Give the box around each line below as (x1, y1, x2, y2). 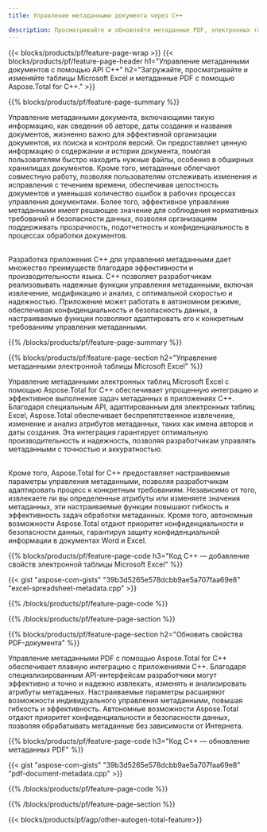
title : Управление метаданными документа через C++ (8, 11, 183, 20)
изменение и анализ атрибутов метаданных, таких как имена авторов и (8, 419, 253, 428)
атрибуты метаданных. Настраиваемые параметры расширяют (8, 687, 226, 696)
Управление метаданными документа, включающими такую (8, 112, 215, 122)
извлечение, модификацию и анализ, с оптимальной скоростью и (8, 288, 233, 298)
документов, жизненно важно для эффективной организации (8, 129, 217, 139)
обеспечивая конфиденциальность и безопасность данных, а (8, 305, 218, 315)
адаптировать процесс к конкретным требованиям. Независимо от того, (8, 485, 257, 494)
